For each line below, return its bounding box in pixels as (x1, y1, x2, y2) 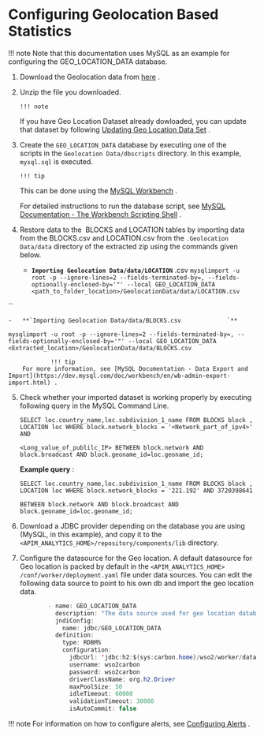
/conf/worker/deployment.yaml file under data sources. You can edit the (19, 570, 253, 579)
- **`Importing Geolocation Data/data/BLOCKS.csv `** (8, 316, 238, 324)
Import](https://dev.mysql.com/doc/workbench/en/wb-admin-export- (8, 372, 231, 379)
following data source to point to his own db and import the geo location (19, 578, 254, 588)
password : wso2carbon (69, 668, 140, 676)
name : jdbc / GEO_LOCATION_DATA (61, 624, 162, 632)
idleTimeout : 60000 (69, 690, 133, 698)
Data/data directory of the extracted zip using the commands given (19, 241, 238, 251)
